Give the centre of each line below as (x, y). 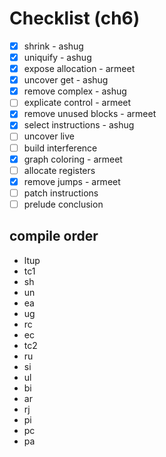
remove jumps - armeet (72, 181)
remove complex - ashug (75, 91)
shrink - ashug (53, 46)
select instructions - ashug (79, 125)
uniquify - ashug (57, 57)
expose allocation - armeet (79, 69)
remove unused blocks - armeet (90, 114)
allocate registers (59, 170)
